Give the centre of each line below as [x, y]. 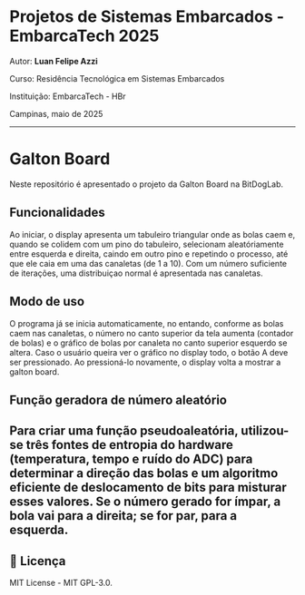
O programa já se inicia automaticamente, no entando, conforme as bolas [147, 323]
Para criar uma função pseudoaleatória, [124, 431]
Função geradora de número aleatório [118, 400]
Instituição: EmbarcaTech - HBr [68, 96]
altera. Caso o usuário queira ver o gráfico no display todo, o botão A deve [149, 352]
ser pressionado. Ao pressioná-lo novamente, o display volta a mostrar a [145, 362]
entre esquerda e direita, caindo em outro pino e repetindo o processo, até [149, 254]
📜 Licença [38, 561]
